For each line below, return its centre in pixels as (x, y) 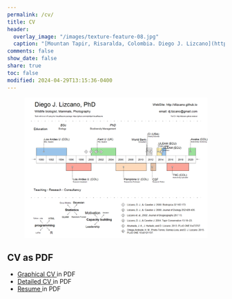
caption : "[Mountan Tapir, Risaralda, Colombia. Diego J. (99, 44)
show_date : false (32, 59)
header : (18, 29)
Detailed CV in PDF (44, 282)
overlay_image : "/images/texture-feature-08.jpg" (86, 37)
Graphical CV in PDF (46, 274)
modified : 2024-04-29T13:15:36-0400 (60, 80)
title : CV (21, 22)
